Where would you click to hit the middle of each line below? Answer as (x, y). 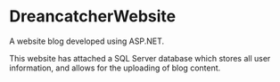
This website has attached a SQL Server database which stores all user (140, 58)
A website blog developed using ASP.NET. (87, 41)
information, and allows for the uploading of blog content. (115, 68)
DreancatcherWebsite (93, 16)
